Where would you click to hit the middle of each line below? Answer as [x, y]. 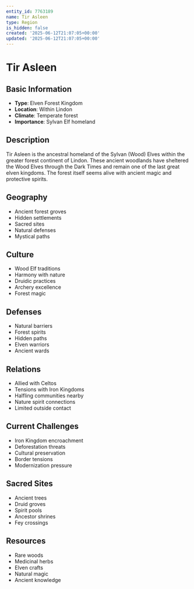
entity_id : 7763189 [30, 11]
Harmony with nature [40, 275]
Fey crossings [31, 522]
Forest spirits [30, 332]
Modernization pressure [43, 465]
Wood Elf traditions [37, 269]
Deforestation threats [40, 446]
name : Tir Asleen [27, 17]
